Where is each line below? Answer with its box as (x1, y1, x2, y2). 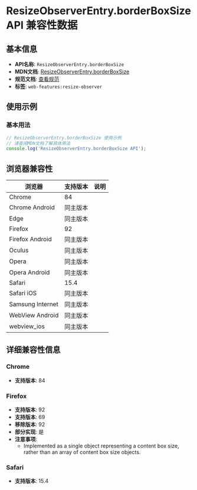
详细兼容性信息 (6, 345, 61, 355)
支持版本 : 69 (14, 414, 45, 421)
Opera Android (9, 268, 50, 277)
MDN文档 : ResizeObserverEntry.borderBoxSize (14, 68, 130, 75)
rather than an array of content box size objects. (23, 449, 141, 456)
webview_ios (9, 322, 45, 330)
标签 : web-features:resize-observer (14, 83, 103, 90)
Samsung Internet (9, 300, 59, 309)
